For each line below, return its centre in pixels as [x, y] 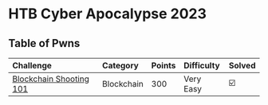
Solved [242, 66]
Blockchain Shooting [51, 79]
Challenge [32, 66]
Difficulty [202, 66]
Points [164, 66]
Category [121, 66]
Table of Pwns [44, 43]
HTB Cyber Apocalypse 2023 [108, 14]
